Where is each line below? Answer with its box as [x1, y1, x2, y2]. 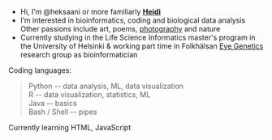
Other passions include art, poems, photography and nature [19, 24, 221, 33]
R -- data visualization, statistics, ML [28, 90, 151, 100]
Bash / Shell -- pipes [28, 107, 97, 117]
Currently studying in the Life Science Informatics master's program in [19, 32, 256, 42]
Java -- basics [28, 99, 77, 108]
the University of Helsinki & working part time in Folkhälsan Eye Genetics [19, 41, 264, 51]
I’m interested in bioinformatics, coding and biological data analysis [19, 15, 246, 25]
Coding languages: [8, 66, 71, 75]
